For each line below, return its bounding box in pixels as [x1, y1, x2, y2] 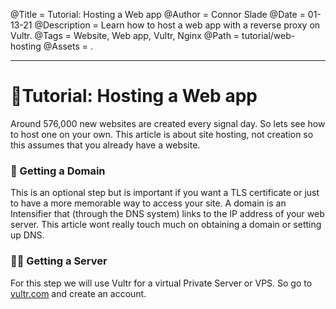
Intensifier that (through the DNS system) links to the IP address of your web [10, 208, 325, 220]
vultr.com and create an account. [10, 287, 147, 299]
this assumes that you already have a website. [10, 139, 201, 151]
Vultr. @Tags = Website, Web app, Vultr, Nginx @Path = [10, 30, 240, 41]
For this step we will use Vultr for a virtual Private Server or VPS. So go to [10, 277, 313, 289]
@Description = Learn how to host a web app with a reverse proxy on [34, 19, 321, 31]
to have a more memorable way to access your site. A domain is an [10, 197, 287, 209]
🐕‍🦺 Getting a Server [10, 254, 108, 268]
